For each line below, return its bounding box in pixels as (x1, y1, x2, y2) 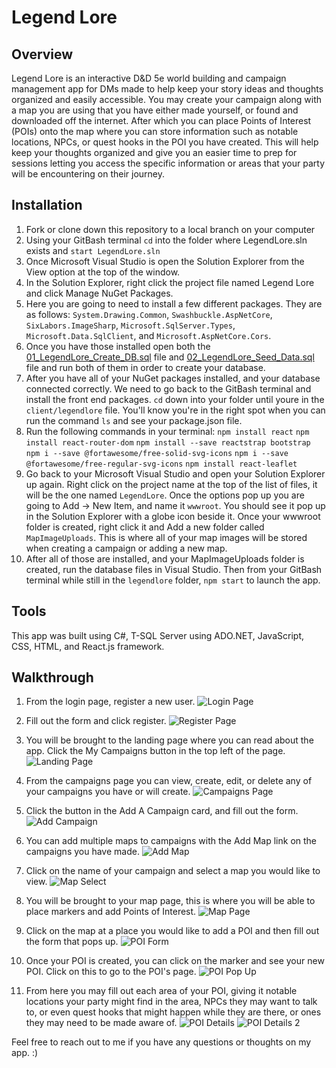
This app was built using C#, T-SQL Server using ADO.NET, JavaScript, (11, 629, 304, 641)
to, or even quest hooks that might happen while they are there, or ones (25, 1006, 322, 1018)
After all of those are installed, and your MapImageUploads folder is (25, 552, 305, 565)
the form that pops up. (25, 936, 119, 948)
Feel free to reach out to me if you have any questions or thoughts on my (11, 1036, 312, 1048)
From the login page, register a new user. (25, 696, 196, 708)
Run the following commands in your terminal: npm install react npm (25, 425, 310, 437)
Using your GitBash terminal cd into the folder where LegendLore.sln (25, 234, 308, 246)
